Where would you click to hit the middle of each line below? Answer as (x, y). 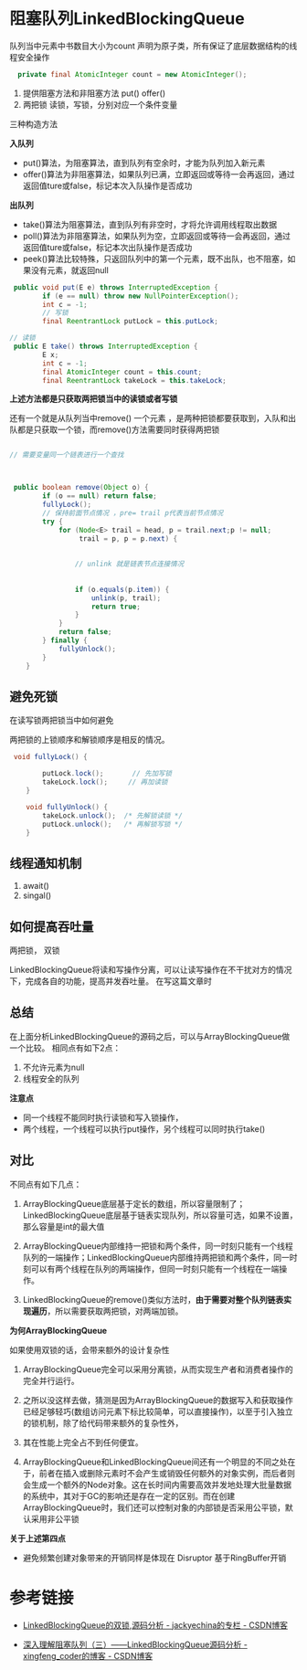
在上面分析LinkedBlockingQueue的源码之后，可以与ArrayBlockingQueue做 (150, 1036)
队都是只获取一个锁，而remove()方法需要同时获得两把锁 (115, 429)
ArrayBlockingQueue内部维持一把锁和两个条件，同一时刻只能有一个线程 (158, 1246)
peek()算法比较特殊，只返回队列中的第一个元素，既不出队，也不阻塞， (155, 259)
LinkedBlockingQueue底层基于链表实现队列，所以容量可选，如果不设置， (160, 1215)
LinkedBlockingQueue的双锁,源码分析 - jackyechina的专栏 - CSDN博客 (155, 1625)
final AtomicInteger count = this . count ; (122, 372)
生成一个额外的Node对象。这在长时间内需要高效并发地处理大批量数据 (161, 1485)
